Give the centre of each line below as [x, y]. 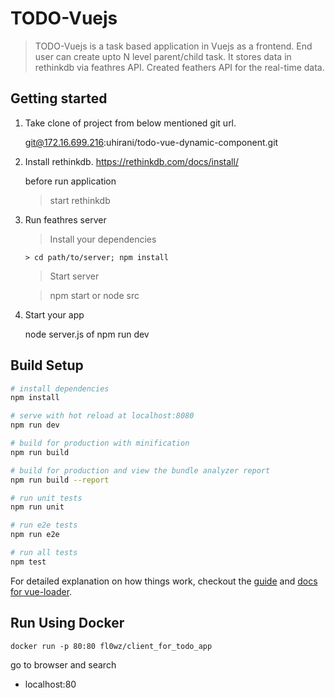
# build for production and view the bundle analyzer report [140, 470]
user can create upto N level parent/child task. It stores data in [163, 56]
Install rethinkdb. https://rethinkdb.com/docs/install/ [131, 161]
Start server [74, 276]
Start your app [54, 314]
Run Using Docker [67, 623]
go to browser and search [63, 664]
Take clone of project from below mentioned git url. [130, 123]
